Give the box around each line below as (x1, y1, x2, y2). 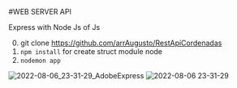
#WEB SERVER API (8, 7, 71, 16)
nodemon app (19, 57, 61, 65)
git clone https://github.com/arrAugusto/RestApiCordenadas (19, 38, 222, 48)
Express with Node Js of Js (8, 23, 101, 31)
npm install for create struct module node (19, 47, 163, 56)
